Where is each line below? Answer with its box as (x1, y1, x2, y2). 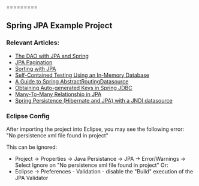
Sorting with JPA (14, 65, 56, 72)
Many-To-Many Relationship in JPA (14, 91, 102, 98)
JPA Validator (14, 174, 49, 181)
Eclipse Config (6, 112, 50, 120)
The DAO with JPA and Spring (14, 52, 89, 59)
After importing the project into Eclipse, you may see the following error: (6, 125, 185, 133)
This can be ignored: (6, 143, 58, 151)
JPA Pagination (14, 58, 53, 66)
